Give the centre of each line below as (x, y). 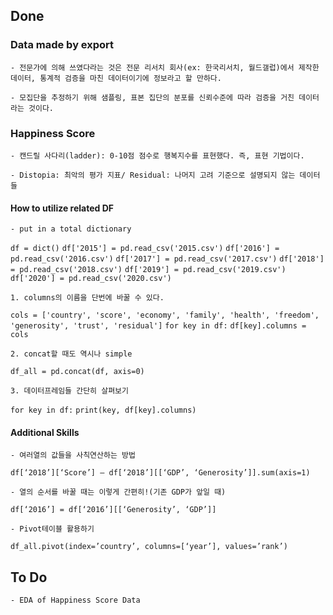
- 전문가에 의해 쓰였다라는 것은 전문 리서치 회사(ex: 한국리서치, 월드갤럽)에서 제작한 (165, 67)
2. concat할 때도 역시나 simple (71, 354)
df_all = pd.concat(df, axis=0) (77, 372)
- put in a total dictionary (71, 229)
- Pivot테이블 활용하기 (52, 529)
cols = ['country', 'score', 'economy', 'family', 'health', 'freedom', (165, 315)
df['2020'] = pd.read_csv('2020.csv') (91, 279)
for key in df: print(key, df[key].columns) (103, 410)
